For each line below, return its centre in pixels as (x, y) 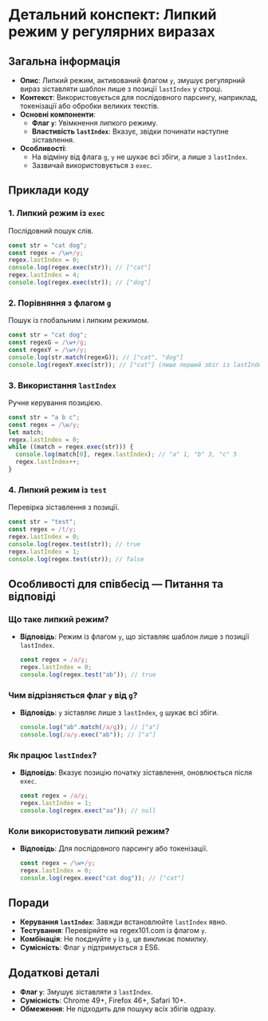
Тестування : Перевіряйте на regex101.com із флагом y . (113, 931)
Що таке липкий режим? (59, 619)
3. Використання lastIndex (63, 385)
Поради (29, 903)
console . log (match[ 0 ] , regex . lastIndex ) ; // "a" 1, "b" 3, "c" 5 (126, 455)
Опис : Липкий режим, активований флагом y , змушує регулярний (132, 80)
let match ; (26, 432)
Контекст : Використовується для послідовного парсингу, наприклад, (138, 97)
